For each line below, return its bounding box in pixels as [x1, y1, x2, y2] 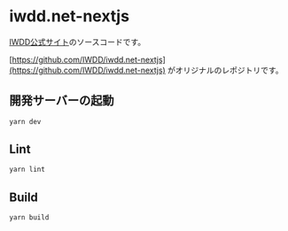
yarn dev [9, 117, 42, 126]
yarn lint [9, 166, 46, 174]
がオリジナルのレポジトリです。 [167, 65, 284, 75]
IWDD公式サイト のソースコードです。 [9, 36, 146, 47]
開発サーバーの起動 [9, 93, 114, 108]
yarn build [9, 213, 50, 222]
